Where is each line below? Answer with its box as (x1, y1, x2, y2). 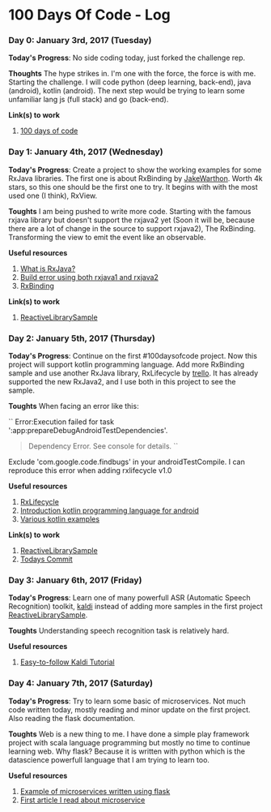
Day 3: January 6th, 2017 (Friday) (8, 574, 142, 586)
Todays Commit (19, 554, 73, 565)
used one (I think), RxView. (8, 191, 98, 200)
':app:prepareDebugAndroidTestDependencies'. (8, 426, 168, 436)
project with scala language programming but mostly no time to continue (8, 737, 251, 747)
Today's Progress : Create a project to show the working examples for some (8, 165, 262, 174)
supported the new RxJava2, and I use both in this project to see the (8, 377, 236, 387)
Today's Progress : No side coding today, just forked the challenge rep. (8, 53, 245, 62)
